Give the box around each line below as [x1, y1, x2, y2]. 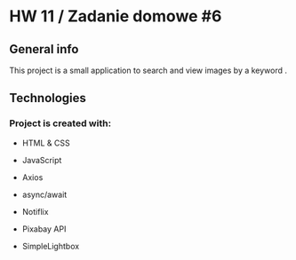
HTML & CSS [21, 138, 70, 148]
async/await [21, 189, 68, 200]
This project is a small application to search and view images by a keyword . [9, 65, 287, 75]
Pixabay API [21, 224, 67, 234]
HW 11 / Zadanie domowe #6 [9, 6, 222, 27]
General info [9, 42, 79, 57]
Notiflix [21, 206, 49, 217]
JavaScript [21, 154, 62, 165]
